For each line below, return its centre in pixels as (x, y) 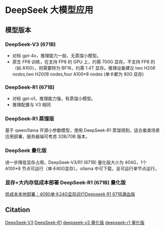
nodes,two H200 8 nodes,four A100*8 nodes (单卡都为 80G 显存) (78, 74)
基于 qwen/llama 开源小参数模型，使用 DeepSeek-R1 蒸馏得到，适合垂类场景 (82, 130)
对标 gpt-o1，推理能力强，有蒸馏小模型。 (54, 99)
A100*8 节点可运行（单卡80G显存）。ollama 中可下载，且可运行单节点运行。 (82, 168)
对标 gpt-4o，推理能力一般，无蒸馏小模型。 (57, 55)
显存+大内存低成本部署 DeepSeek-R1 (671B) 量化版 (66, 182)
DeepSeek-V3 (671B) (31, 44)
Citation (18, 210)
